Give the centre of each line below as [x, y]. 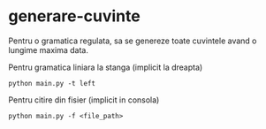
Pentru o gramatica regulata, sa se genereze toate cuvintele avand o [133, 41]
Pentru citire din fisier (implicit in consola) [84, 100]
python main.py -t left [52, 83]
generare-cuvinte [74, 16]
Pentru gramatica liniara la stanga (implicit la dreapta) [106, 67]
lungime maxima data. [49, 49]
